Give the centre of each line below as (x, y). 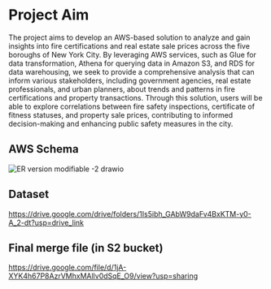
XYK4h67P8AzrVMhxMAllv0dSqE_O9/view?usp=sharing (103, 276)
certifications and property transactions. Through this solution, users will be (135, 97)
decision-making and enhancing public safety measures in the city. (121, 123)
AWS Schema (44, 149)
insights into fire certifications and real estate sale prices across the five (129, 45)
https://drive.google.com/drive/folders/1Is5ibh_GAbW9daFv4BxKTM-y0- (130, 214)
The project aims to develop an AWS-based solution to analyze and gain (129, 37)
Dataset (29, 194)
